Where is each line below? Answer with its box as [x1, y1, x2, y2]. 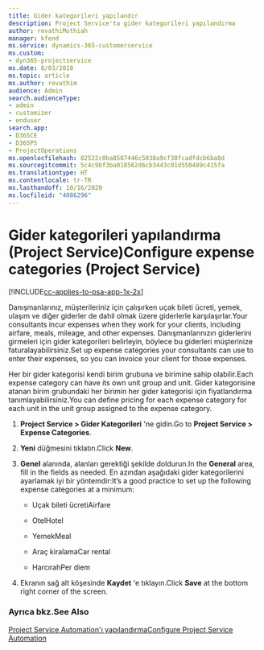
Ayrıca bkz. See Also [8, 607, 89, 618]
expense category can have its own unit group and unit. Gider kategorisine [8, 377, 256, 387]
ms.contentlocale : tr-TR [8, 176, 92, 185]
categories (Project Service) [8, 260, 201, 278]
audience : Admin [8, 86, 63, 95]
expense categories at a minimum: [19, 484, 134, 494]
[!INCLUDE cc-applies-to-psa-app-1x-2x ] [8, 286, 144, 296]
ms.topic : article [8, 72, 70, 80]
